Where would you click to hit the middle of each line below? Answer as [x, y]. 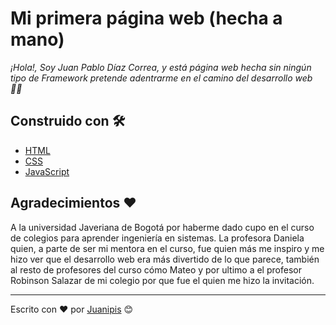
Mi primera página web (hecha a [146, 18]
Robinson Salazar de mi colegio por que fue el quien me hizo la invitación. [162, 280]
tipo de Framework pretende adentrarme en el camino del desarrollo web [161, 78]
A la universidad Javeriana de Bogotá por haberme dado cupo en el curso [162, 227]
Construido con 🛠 [68, 121]
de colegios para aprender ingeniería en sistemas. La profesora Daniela [157, 238]
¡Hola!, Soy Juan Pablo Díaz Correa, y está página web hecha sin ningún [161, 67]
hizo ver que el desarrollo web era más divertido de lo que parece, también [165, 259]
